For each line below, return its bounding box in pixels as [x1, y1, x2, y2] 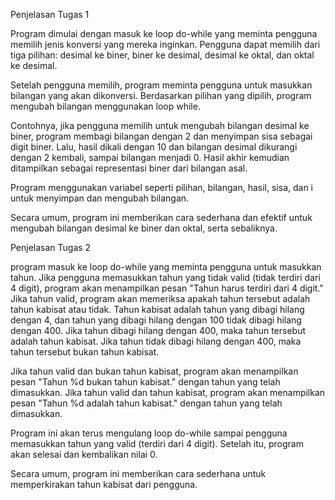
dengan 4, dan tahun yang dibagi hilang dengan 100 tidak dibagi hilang [10, 314, 302, 326]
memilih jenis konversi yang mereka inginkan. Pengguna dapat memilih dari [10, 39, 321, 50]
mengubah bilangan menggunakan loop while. [10, 100, 201, 112]
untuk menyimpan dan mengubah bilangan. [10, 192, 190, 204]
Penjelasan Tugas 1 [10, 9, 90, 20]
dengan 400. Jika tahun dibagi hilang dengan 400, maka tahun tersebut [10, 325, 307, 336]
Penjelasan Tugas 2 [10, 242, 92, 253]
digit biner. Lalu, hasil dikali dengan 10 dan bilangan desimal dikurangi [10, 141, 298, 153]
